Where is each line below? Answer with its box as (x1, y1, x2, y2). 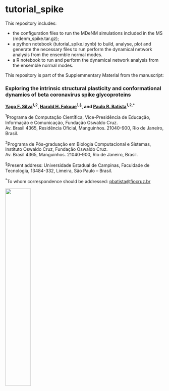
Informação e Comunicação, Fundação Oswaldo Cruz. (5, 119, 118, 125)
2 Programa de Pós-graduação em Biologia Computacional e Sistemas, (5, 140, 151, 147)
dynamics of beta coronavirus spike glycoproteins (5, 91, 131, 98)
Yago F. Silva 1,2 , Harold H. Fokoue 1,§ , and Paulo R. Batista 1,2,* (5, 103, 135, 109)
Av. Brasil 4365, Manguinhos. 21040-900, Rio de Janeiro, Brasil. (5, 152, 138, 158)
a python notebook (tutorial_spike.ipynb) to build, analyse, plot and (12, 40, 151, 47)
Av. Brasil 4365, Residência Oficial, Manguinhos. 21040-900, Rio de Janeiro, (5, 125, 164, 131)
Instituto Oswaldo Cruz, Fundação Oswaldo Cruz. (5, 146, 108, 152)
